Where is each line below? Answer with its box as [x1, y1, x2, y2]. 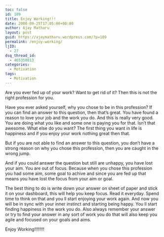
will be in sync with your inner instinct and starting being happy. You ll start [5, 201, 158, 207]
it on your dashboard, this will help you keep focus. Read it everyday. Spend [5, 190, 159, 196]
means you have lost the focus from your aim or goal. [5, 175, 114, 181]
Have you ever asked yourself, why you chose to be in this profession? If [5, 104, 153, 110]
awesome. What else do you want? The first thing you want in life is [5, 125, 142, 131]
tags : [5, 71, 16, 76]
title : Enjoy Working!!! [5, 16, 56, 21]
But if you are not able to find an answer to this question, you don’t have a [5, 140, 155, 146]
